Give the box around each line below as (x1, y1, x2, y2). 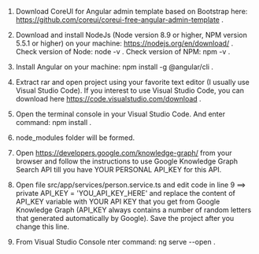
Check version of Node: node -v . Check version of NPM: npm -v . (15, 47, 231, 56)
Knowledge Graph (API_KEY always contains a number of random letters (15, 205, 252, 215)
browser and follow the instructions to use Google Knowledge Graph (15, 156, 239, 166)
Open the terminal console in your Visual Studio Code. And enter (15, 109, 226, 119)
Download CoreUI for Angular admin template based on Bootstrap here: (15, 7, 248, 16)
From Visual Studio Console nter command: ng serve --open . (15, 237, 216, 246)
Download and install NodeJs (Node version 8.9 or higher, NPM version (15, 31, 248, 39)
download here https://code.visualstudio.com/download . (15, 94, 202, 103)
